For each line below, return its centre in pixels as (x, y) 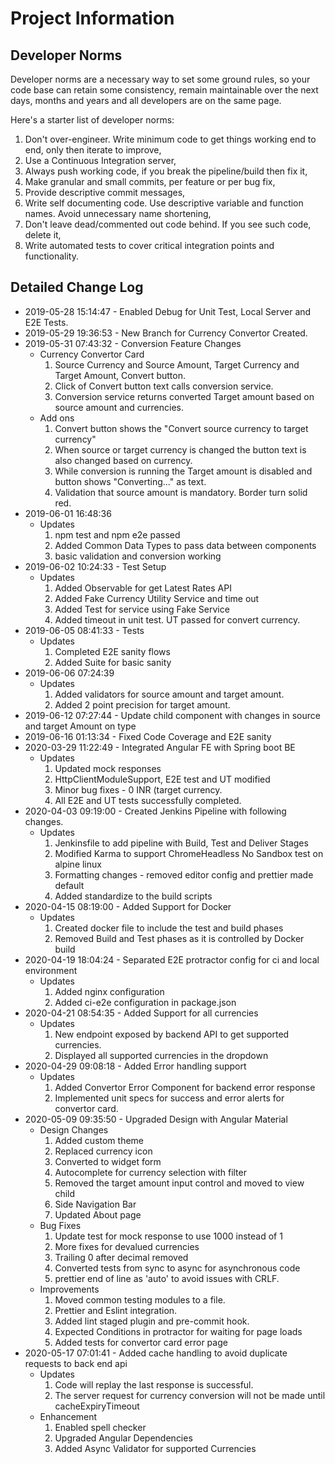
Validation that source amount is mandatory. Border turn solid (181, 492)
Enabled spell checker (100, 1427)
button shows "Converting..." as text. (130, 481)
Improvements (69, 1289)
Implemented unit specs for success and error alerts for (169, 1098)
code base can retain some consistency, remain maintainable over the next (164, 90)
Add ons (57, 418)
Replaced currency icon (103, 1151)
